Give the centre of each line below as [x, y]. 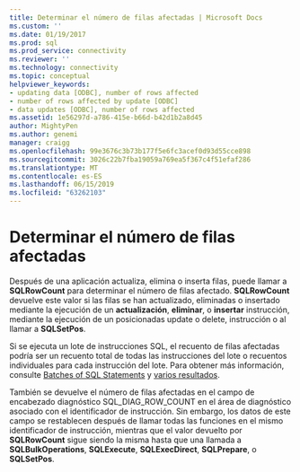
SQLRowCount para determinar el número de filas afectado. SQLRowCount [150, 290]
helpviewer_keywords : [50, 84]
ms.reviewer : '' [40, 59]
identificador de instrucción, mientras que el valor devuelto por [126, 430]
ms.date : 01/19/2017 [48, 34]
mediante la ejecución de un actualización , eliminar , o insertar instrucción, [150, 310]
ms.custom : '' [36, 26]
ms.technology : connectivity [64, 68]
